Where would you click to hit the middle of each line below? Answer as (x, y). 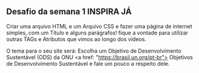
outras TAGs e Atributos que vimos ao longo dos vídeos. (76, 39)
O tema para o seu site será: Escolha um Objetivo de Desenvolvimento (94, 51)
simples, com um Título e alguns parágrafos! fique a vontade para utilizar (97, 33)
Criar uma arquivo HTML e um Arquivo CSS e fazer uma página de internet (99, 26)
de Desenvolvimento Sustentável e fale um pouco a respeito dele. (88, 63)
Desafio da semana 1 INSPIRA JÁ (69, 12)
